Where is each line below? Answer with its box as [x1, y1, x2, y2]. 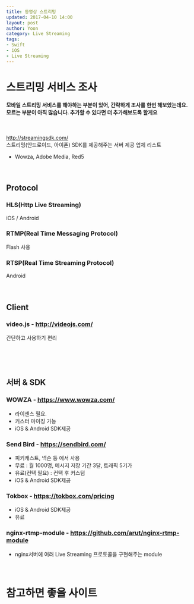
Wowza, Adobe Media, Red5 [14, 153, 84, 161]
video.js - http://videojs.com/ [6, 320, 93, 328]
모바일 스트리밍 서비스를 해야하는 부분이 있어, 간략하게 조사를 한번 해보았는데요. [6, 102, 188, 109]
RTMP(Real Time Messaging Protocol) [6, 229, 119, 237]
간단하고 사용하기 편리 [6, 334, 58, 341]
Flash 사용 [6, 243, 31, 251]
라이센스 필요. [14, 410, 47, 417]
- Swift [6, 42, 26, 48]
